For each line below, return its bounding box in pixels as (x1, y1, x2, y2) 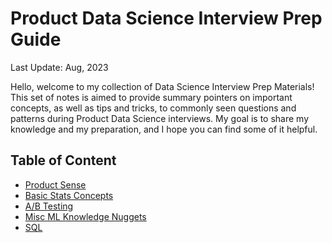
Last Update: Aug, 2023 (10, 61, 109, 73)
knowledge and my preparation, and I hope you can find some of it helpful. (10, 123, 318, 135)
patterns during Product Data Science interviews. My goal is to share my (10, 112, 309, 124)
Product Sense (24, 178, 87, 191)
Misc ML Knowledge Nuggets (24, 210, 147, 222)
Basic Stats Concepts (24, 189, 114, 201)
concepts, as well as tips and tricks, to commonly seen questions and (10, 102, 297, 114)
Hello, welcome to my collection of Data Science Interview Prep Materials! (10, 80, 315, 92)
